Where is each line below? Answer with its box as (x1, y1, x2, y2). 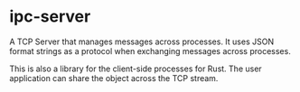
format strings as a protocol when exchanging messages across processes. (9, 45, 291, 56)
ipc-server (9, 6, 91, 27)
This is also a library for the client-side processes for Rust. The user (9, 63, 262, 74)
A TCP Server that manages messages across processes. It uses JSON (9, 36, 274, 47)
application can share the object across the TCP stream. (9, 72, 219, 83)
